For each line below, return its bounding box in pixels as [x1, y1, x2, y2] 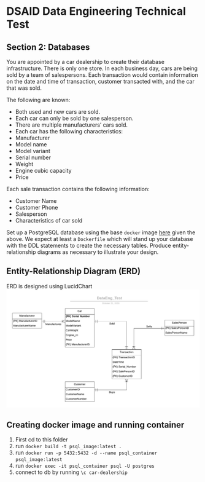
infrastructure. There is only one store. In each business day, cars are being [6, 65, 198, 72]
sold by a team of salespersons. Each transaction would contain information [6, 71, 198, 78]
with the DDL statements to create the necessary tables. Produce [6, 242, 172, 249]
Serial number [15, 154, 51, 161]
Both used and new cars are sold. [15, 108, 101, 115]
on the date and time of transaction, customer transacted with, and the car [6, 78, 195, 85]
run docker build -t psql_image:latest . [15, 443, 122, 450]
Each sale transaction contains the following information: [6, 186, 150, 192]
